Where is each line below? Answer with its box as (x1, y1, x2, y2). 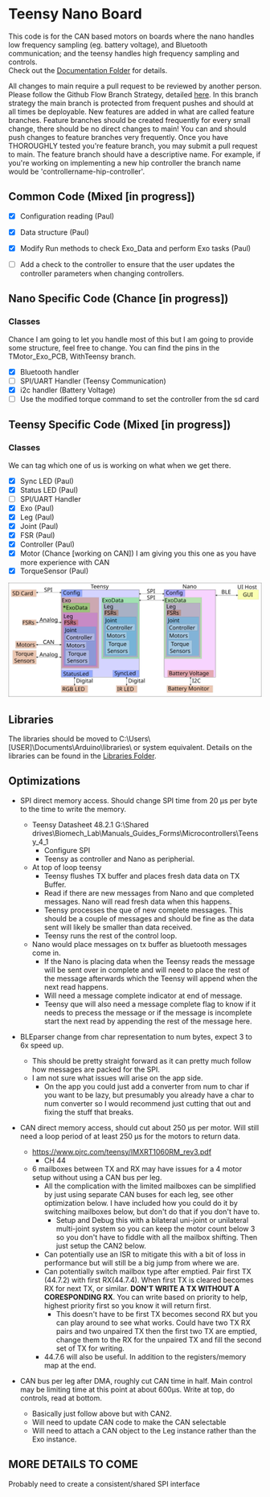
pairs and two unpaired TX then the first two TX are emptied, (55, 1326, 257, 1335)
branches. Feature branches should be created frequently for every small (8, 115, 251, 125)
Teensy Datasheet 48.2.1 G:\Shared (31, 819, 149, 829)
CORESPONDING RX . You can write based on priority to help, (43, 1292, 247, 1302)
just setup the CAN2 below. (55, 1241, 147, 1250)
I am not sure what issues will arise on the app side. (31, 1073, 203, 1082)
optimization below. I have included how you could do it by (43, 1198, 239, 1208)
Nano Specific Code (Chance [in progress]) (8, 292, 229, 306)
